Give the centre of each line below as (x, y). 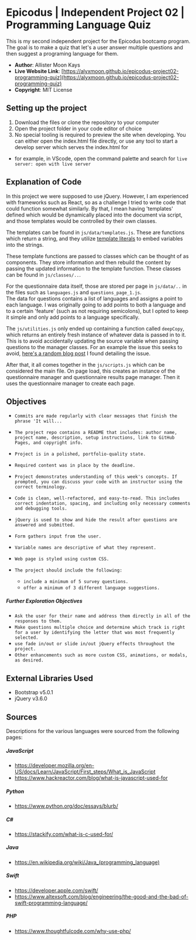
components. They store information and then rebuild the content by (88, 262)
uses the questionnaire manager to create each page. (71, 383)
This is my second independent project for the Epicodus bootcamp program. (98, 41)
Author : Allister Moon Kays (47, 65)
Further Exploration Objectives (44, 601)
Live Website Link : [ (39, 71)
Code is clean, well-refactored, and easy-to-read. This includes (97, 498)
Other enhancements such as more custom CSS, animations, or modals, (101, 655)
